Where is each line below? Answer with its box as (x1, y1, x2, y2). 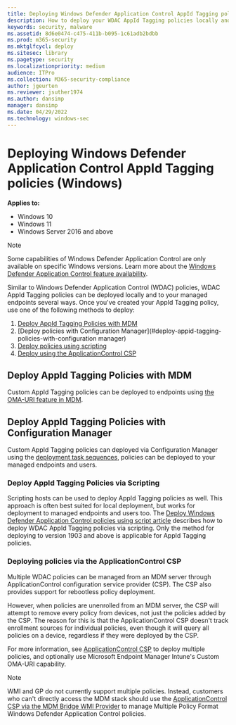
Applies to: (7, 198, 40, 207)
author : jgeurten (7, 82, 58, 89)
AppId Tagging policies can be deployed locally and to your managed (7, 290, 208, 299)
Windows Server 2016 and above (17, 227, 114, 236)
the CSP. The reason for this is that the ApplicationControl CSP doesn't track (7, 616, 229, 624)
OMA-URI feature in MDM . (7, 396, 84, 404)
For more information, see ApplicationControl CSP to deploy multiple (7, 645, 205, 653)
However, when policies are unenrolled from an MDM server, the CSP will (7, 601, 219, 610)
